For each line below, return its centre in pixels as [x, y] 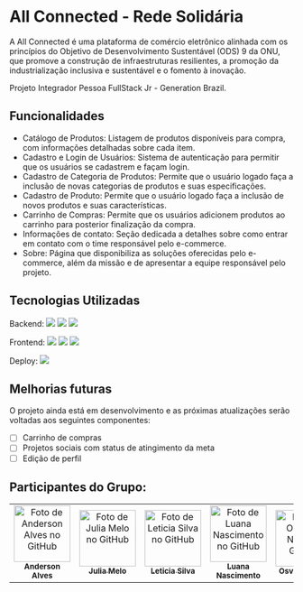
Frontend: [28, 342]
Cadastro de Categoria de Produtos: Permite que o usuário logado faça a [158, 176]
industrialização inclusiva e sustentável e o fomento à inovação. [128, 70]
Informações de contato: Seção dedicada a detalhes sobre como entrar [155, 234]
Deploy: [24, 361]
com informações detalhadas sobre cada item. [109, 147]
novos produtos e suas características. [94, 205]
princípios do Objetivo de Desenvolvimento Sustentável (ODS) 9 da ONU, [145, 51]
